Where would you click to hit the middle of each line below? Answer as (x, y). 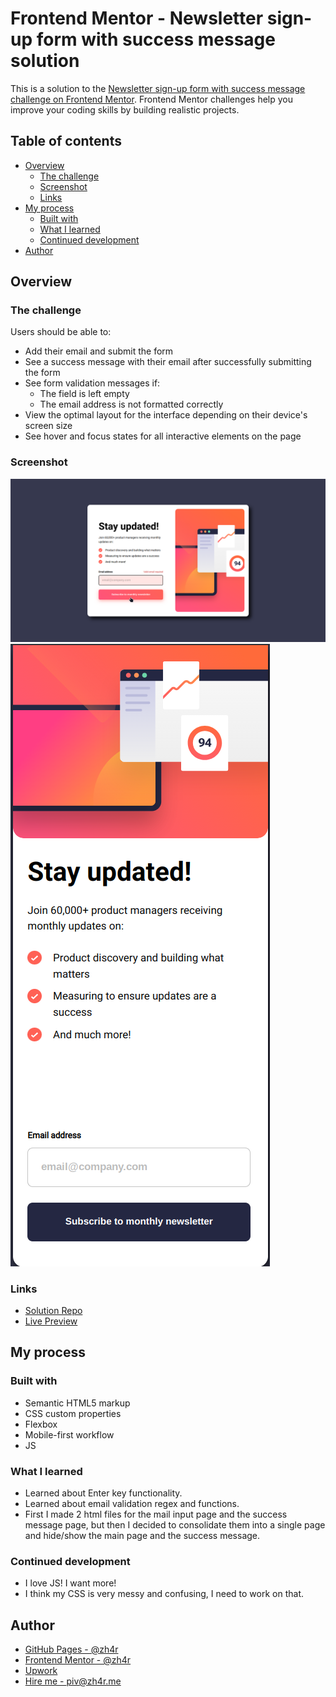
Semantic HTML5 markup (77, 1403)
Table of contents (66, 141)
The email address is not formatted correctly (131, 404)
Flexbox (41, 1424)
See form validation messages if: (92, 383)
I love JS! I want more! (70, 1583)
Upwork (41, 1670)
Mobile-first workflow (69, 1434)
